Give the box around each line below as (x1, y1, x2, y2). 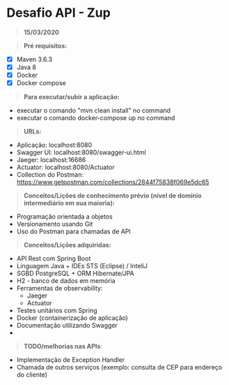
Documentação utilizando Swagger (16, 321, 118, 330)
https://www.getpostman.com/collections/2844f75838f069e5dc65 (16, 178, 210, 187)
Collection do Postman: (16, 170, 84, 179)
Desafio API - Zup (6, 5, 111, 21)
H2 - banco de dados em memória (16, 277, 116, 285)
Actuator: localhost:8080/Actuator (16, 163, 116, 172)
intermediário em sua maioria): (23, 199, 116, 208)
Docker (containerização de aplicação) (16, 314, 128, 322)
